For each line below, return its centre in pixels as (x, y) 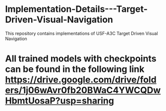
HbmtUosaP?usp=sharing (60, 101)
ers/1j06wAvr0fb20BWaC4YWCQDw (83, 90)
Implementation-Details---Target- (76, 9)
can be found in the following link (75, 69)
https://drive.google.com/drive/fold (81, 80)
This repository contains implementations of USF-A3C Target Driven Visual (82, 33)
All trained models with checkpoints (81, 59)
